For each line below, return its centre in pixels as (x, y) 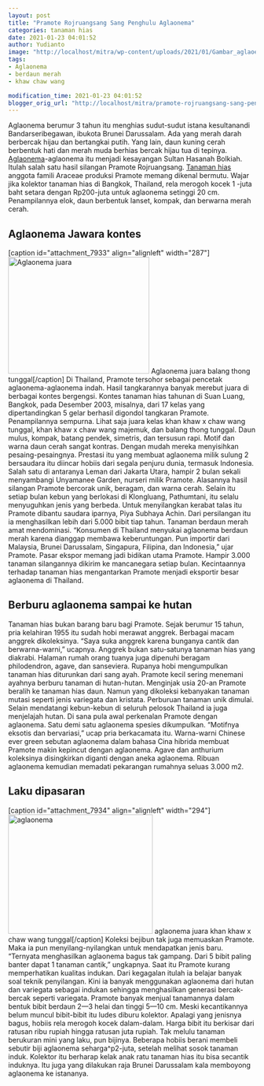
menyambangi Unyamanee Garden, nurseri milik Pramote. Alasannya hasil (128, 480)
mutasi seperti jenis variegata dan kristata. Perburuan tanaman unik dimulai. (131, 699)
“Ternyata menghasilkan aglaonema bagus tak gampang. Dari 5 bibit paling (130, 956)
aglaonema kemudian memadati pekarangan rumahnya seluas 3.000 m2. (126, 766)
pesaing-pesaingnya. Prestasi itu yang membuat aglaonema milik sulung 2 (128, 455)
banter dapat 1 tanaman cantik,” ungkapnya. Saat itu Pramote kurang (119, 964)
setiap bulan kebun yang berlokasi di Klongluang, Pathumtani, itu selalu (123, 497)
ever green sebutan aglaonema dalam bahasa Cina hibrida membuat (119, 741)
